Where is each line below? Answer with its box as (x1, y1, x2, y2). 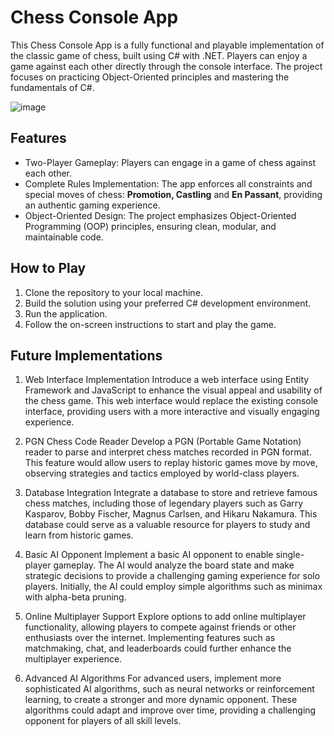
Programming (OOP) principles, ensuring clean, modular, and (24, 220, 277, 232)
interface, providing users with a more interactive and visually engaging (24, 406, 320, 418)
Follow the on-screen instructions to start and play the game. (24, 318, 277, 330)
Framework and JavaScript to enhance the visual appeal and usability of (24, 384, 323, 396)
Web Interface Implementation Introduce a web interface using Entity (24, 374, 310, 386)
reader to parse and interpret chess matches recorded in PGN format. (24, 446, 312, 458)
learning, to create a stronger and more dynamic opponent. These (24, 694, 298, 706)
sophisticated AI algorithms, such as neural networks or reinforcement (24, 683, 315, 695)
